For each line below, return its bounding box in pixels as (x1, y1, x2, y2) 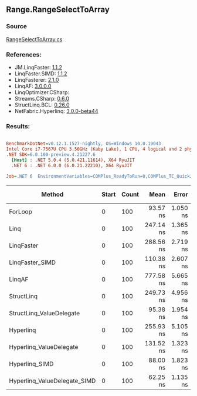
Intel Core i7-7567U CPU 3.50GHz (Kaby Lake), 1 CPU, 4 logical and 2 (6, 147, 182, 152)
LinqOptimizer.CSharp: (14, 88, 69, 96)
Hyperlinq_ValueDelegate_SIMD (9, 377, 96, 385)
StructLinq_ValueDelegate (9, 309, 80, 317)
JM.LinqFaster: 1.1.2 (14, 64, 63, 71)
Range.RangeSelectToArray (6, 5, 110, 15)
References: (6, 50, 42, 58)
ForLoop (9, 207, 32, 215)
